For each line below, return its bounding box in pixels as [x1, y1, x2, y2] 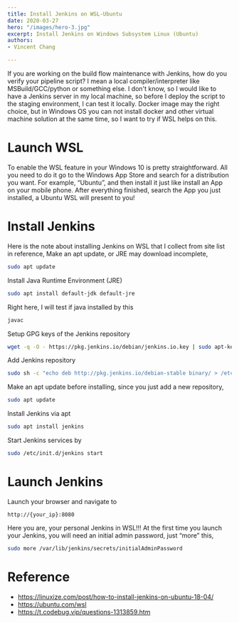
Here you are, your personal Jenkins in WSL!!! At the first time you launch [7, 523, 223, 532]
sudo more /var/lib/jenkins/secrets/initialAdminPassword [7, 545, 183, 552]
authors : [7, 37, 33, 44]
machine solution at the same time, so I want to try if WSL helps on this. [7, 115, 217, 123]
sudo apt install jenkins [7, 423, 84, 431]
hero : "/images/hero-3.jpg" [7, 23, 91, 31]
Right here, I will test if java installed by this [7, 303, 134, 311]
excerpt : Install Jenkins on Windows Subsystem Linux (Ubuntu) [7, 30, 199, 38]
